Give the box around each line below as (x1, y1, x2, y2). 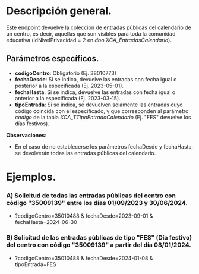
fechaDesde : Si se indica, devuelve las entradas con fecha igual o (14, 75, 177, 83)
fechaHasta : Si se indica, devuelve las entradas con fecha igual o (14, 88, 176, 96)
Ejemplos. (6, 170, 56, 184)
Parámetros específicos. (6, 53, 99, 64)
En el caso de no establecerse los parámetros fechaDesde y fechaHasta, (14, 143, 194, 150)
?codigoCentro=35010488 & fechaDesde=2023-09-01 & (14, 212, 153, 219)
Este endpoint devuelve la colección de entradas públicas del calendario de (6, 24, 191, 31)
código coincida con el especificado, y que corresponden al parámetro (14, 107, 189, 114)
